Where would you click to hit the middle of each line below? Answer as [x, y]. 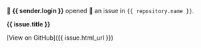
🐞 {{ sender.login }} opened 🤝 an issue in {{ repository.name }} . [100, 11]
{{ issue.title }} [29, 24]
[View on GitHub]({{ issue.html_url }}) [60, 38]
